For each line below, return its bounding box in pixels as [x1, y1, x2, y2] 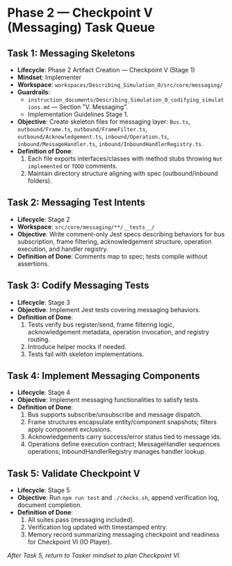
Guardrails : [17, 88, 51, 96]
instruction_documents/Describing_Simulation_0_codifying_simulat [27, 97, 224, 104]
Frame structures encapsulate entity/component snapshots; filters [27, 418, 217, 426]
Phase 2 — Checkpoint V [7, 5, 153, 21]
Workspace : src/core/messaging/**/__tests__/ [17, 223, 155, 231]
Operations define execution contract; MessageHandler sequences [27, 440, 220, 448]
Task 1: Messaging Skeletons [7, 47, 135, 59]
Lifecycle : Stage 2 [17, 215, 71, 223]
